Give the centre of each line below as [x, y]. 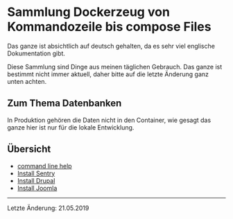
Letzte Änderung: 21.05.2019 [48, 208]
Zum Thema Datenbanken [64, 104]
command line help [44, 166]
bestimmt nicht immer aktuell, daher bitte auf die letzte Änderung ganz [108, 74]
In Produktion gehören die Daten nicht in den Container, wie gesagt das [109, 120]
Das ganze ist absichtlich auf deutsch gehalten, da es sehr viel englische [111, 46]
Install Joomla [37, 188]
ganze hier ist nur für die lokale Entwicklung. [71, 127]
